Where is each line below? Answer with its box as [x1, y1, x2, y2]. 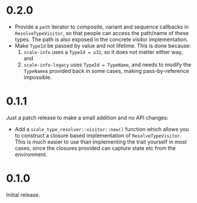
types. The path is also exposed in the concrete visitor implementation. [14, 36, 189, 43]
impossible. [23, 74, 52, 81]
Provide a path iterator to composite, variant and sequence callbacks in [14, 23, 189, 30]
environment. [14, 151, 47, 158]
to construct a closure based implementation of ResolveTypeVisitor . [14, 132, 182, 139]
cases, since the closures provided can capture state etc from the [14, 144, 176, 151]
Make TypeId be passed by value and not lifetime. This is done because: [14, 42, 191, 49]
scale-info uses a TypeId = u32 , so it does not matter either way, [23, 48, 183, 55]
